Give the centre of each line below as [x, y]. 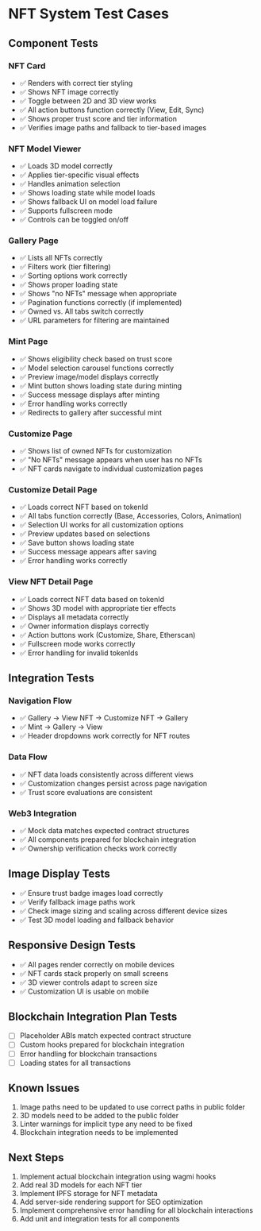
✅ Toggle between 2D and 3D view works [88, 101]
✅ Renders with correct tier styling [76, 83]
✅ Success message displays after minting [90, 395]
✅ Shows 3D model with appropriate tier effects [98, 608]
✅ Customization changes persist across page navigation [113, 783]
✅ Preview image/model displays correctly [89, 376]
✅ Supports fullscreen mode [66, 210]
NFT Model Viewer [45, 149]
